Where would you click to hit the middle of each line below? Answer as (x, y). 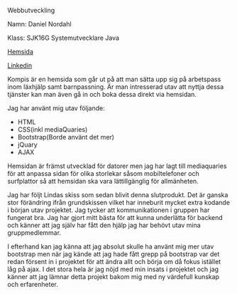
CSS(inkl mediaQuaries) (53, 130)
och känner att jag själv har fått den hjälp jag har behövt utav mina (104, 225)
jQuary (27, 145)
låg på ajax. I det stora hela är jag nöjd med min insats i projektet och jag (113, 269)
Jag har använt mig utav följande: (56, 108)
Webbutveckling (31, 10)
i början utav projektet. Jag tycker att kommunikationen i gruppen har (109, 210)
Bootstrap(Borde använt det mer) (66, 137)
